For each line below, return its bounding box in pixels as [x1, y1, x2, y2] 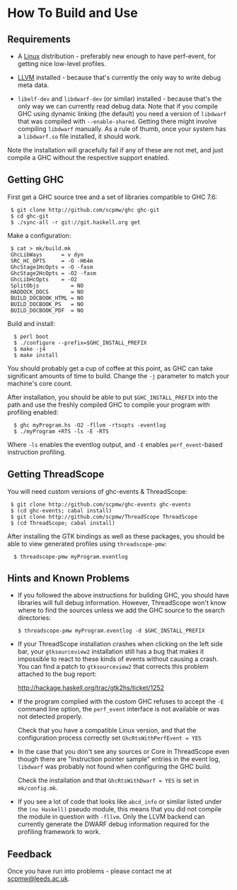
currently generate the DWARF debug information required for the [17, 820, 210, 828]
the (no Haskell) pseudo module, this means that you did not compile [17, 805, 221, 813]
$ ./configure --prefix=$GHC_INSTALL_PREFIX [13, 339, 147, 347]
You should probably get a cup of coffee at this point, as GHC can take [7, 364, 214, 373]
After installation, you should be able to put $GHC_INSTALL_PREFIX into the [7, 393, 218, 401]
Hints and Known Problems [7, 573, 129, 585]
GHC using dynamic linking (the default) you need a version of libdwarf [17, 110, 227, 118]
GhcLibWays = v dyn [10, 251, 83, 258]
